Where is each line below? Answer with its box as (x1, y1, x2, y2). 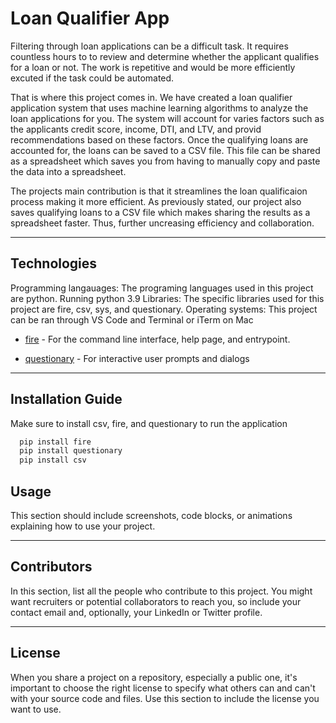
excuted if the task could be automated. (10, 72, 175, 84)
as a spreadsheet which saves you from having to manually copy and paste (10, 155, 321, 167)
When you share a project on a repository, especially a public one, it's (10, 671, 298, 683)
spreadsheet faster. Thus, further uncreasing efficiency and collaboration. (10, 217, 315, 229)
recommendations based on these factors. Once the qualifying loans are (10, 133, 309, 146)
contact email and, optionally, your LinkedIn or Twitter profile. (10, 606, 263, 618)
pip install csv (19, 455, 87, 466)
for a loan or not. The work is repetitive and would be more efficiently (10, 61, 296, 73)
